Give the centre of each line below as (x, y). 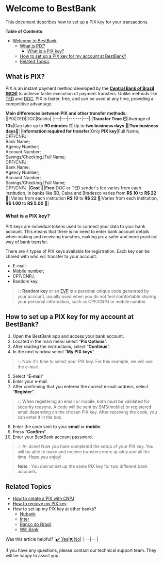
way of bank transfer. (27, 242)
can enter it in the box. (40, 417)
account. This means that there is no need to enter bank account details (77, 232)
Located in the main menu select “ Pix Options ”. (60, 341)
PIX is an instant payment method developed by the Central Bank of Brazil (80, 88)
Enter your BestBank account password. (53, 437)
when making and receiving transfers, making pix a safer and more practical (81, 237)
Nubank (28, 514)
